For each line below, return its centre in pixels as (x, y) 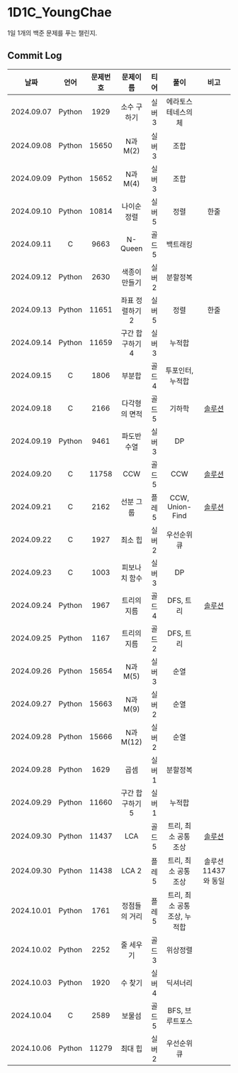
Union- (180, 506)
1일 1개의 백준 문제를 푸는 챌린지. (52, 33)
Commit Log (35, 56)
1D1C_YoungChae (59, 12)
